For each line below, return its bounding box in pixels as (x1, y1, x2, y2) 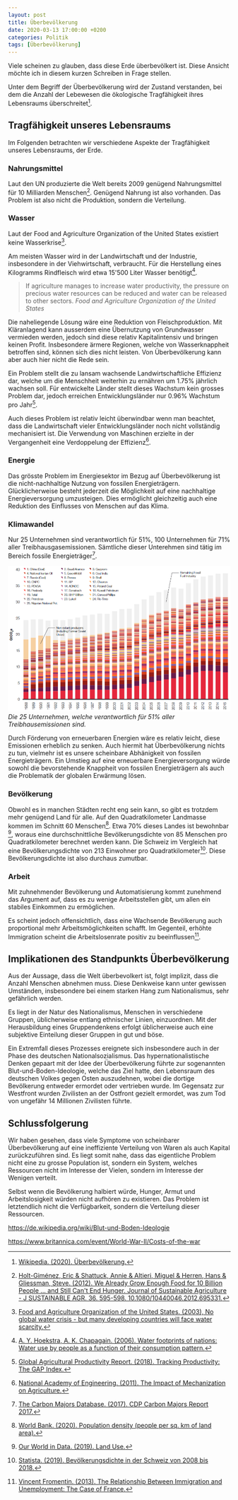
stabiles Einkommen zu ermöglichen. (8, 902, 115, 911)
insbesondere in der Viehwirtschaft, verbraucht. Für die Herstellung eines (8, 259, 222, 268)
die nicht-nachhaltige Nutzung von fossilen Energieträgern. (8, 479, 181, 487)
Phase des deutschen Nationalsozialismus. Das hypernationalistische (8, 1052, 210, 1060)
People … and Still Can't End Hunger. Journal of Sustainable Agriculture (18, 1286, 227, 1295)
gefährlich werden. (8, 994, 63, 1003)
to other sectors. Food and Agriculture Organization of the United (25, 297, 216, 306)
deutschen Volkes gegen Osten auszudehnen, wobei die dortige (8, 1074, 195, 1083)
